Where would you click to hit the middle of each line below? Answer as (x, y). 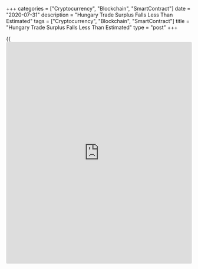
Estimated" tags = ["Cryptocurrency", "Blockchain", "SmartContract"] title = (98, 21)
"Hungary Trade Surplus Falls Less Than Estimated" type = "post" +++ (92, 27)
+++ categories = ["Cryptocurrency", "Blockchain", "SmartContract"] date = (98, 9)
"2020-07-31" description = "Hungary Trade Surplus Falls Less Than (90, 15)
